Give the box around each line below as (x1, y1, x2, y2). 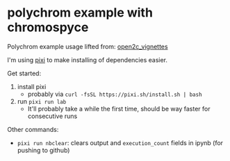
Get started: (7, 69, 42, 77)
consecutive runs (27, 112, 78, 120)
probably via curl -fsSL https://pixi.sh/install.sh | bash (27, 90, 203, 98)
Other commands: (7, 125, 59, 133)
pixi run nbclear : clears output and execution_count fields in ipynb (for (17, 138, 224, 146)
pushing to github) (17, 146, 70, 154)
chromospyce (7, 19, 89, 35)
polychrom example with (7, 5, 153, 21)
